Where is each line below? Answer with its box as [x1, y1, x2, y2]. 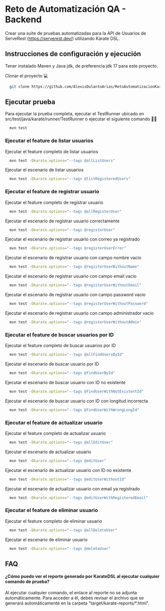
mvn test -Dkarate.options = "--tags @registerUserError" [9, 246, 126, 251]
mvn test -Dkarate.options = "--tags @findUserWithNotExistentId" [9, 389, 144, 394]
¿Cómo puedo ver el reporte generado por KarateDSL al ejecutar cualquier [5, 574, 160, 579]
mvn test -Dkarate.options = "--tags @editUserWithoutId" [9, 477, 126, 482]
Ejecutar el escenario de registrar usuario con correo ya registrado [5, 236, 140, 242]
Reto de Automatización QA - [5, 3, 126, 15]
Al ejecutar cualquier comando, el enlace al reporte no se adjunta [5, 590, 137, 596]
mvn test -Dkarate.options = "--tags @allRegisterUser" [9, 209, 122, 214]
